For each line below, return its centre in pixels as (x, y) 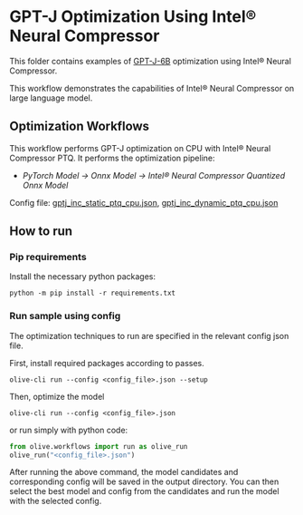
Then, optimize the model (57, 396)
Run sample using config (65, 316)
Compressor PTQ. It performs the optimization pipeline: (112, 158)
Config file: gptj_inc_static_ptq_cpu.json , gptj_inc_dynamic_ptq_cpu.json (144, 202)
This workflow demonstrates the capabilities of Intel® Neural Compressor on (152, 88)
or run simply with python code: (69, 430)
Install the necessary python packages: (83, 277)
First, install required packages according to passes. (107, 363)
